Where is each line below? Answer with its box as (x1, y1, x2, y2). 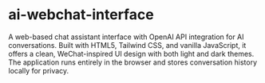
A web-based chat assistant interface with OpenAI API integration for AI (8, 32, 245, 41)
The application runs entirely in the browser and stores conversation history (8, 57, 258, 67)
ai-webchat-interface (8, 6, 154, 24)
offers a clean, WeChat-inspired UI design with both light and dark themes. (8, 49, 255, 58)
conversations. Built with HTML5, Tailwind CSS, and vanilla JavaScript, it (8, 40, 247, 49)
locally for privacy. (8, 65, 69, 75)
